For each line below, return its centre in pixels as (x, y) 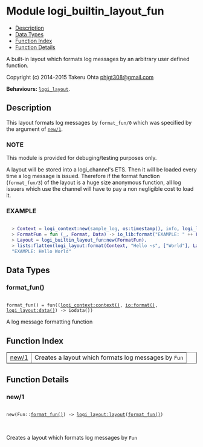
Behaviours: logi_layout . (38, 88)
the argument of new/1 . (35, 129)
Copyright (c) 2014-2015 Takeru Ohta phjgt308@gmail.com (80, 77)
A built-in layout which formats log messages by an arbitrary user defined (98, 59)
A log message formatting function (50, 322)
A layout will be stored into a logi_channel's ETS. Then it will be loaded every (102, 170)
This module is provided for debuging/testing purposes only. (82, 158)
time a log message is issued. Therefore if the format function (83, 176)
